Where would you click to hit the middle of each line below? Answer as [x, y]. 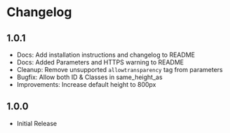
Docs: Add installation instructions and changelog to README [106, 55]
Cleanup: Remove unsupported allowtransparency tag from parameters [120, 70]
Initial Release [37, 123]
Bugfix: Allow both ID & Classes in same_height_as [89, 77]
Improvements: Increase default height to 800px [86, 84]
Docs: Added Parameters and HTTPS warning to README [100, 62]
